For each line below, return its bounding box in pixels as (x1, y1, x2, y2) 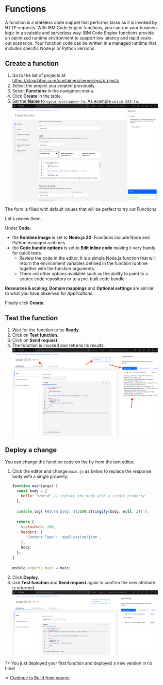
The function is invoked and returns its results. (12, 342, 105, 348)
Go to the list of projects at (12, 72, 65, 78)
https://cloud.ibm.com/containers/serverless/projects (12, 77, 119, 83)
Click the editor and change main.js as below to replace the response (12, 468, 152, 474)
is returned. (12, 585, 35, 591)
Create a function (5, 59, 59, 68)
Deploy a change (5, 446, 57, 454)
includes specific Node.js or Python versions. (5, 45, 96, 51)
